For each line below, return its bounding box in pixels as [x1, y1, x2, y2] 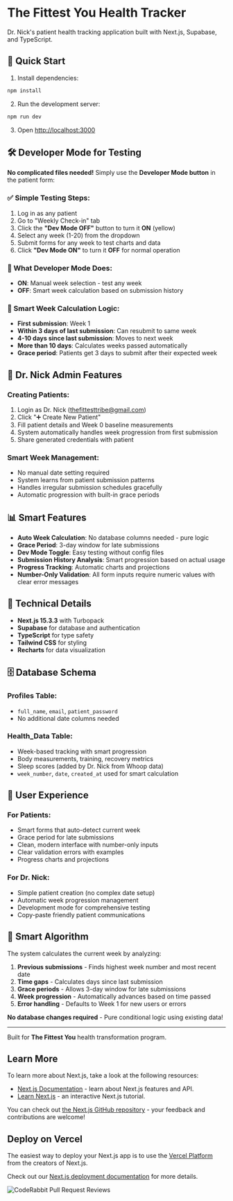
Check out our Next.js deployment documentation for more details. [7, 1173, 198, 1181]
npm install [7, 87, 42, 94]
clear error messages [17, 578, 79, 586]
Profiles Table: [7, 691, 58, 701]
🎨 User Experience [7, 790, 89, 801]
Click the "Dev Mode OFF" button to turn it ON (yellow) [17, 223, 175, 232]
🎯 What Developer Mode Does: [7, 263, 113, 273]
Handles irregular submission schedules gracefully [17, 484, 163, 492]
